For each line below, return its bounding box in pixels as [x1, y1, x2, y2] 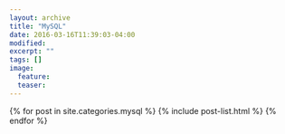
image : [9, 64, 34, 73]
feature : [17, 72, 51, 81]
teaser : [17, 81, 47, 90]
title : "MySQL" [9, 22, 67, 31]
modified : [9, 38, 47, 48]
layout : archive [9, 13, 71, 23]
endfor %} [9, 115, 48, 126]
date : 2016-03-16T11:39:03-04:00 [9, 30, 136, 39]
